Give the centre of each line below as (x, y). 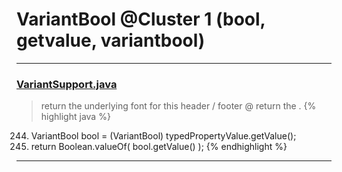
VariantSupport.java (67, 84)
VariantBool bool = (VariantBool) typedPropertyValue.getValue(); (163, 136)
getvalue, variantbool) (111, 40)
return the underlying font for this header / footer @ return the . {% (178, 106)
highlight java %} (75, 117)
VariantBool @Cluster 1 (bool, (141, 19)
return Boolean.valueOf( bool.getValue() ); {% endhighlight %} (159, 147)
